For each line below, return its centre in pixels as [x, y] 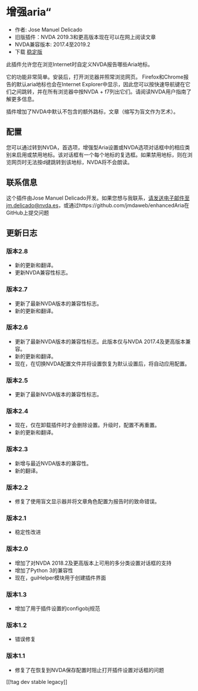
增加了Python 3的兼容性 [44, 570]
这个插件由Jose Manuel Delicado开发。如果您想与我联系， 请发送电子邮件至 [98, 198]
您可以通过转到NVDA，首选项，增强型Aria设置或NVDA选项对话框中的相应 [95, 147]
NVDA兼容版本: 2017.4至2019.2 [52, 44]
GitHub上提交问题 [27, 213]
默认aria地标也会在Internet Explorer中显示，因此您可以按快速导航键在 [101, 84]
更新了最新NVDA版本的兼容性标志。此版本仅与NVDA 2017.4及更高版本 [100, 341]
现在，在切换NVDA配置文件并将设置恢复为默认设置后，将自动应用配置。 [102, 363]
